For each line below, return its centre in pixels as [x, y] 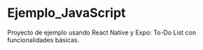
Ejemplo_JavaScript [67, 13]
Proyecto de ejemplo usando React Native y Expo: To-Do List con [102, 32]
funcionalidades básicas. [43, 39]
